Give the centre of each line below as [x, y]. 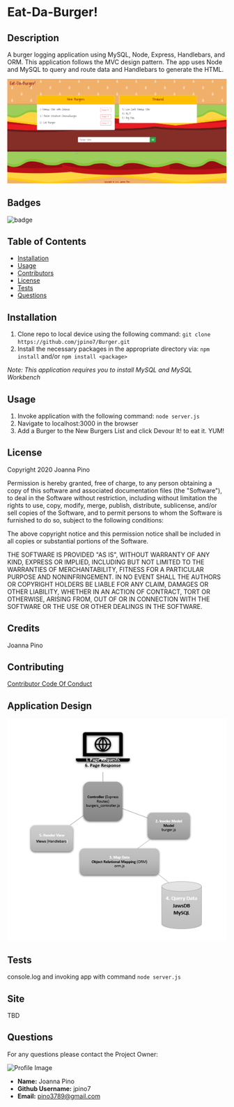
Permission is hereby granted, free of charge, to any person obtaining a [110, 483]
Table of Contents [47, 241]
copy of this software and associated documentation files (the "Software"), [115, 490]
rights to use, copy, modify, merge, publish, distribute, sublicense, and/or [112, 505]
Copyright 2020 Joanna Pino [49, 469]
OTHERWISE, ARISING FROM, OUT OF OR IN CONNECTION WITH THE [109, 599]
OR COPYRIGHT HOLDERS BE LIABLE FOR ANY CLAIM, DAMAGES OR [108, 584]
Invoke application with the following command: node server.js [108, 416]
